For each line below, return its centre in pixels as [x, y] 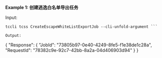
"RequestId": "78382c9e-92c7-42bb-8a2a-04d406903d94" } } [72, 50]
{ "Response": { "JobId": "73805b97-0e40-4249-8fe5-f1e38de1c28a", [79, 45]
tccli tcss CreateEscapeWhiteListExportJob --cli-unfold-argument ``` [82, 27]
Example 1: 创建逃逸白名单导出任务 [42, 7]
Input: [11, 17]
